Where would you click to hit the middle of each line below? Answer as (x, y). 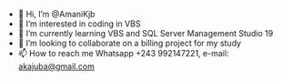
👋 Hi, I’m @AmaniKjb (56, 14)
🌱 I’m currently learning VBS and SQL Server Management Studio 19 (146, 33)
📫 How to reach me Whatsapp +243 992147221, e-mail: (123, 53)
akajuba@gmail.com (56, 66)
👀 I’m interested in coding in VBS (79, 24)
